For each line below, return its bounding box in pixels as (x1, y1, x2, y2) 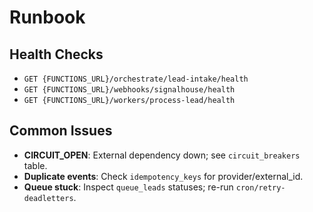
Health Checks (9, 46, 104, 63)
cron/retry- (235, 182, 286, 193)
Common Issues (9, 122, 113, 140)
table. (23, 159, 48, 171)
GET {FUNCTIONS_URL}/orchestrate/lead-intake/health (23, 74, 249, 84)
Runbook (9, 6, 86, 29)
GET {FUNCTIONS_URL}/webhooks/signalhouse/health (23, 85, 236, 95)
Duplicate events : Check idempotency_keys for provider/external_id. (23, 170, 304, 182)
